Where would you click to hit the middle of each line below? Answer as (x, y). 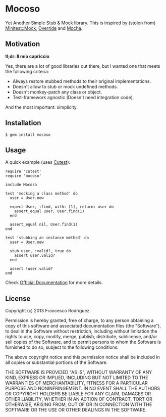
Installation (23, 123)
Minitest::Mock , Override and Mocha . (44, 28)
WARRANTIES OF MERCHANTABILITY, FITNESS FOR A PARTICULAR (76, 383)
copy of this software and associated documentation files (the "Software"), (83, 326)
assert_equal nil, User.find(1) (44, 225)
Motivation (23, 44)
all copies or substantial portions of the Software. (56, 362)
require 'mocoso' (23, 176)
